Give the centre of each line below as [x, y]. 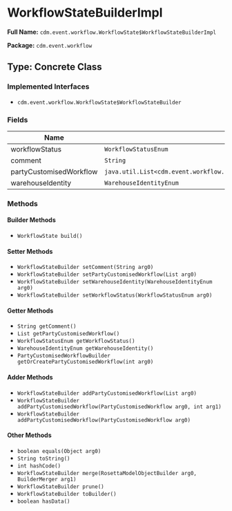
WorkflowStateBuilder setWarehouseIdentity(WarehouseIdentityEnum [115, 282]
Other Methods [29, 435]
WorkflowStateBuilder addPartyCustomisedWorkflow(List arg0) [107, 393]
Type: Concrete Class [55, 67]
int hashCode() [39, 466]
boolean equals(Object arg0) [59, 451]
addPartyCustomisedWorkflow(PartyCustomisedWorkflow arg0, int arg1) [119, 407]
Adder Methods [30, 378]
